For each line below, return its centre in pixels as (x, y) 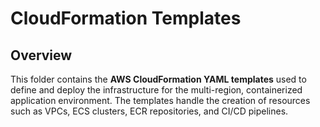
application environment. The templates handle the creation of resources (160, 100)
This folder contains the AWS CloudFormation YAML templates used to (158, 79)
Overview (41, 55)
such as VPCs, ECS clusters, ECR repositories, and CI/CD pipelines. (149, 111)
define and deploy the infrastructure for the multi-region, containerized (156, 90)
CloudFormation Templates (126, 18)
